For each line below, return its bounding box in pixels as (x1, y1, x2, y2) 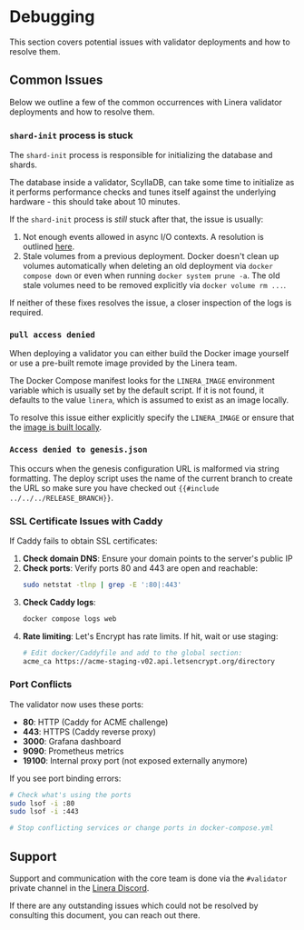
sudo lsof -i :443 (9, 807, 79, 816)
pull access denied (9, 329, 95, 340)
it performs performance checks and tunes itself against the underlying (9, 186, 277, 197)
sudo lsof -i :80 (9, 798, 75, 808)
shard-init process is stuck (9, 129, 133, 142)
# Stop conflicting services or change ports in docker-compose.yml (9, 824, 274, 833)
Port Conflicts (9, 678, 73, 691)
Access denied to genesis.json (9, 445, 148, 455)
